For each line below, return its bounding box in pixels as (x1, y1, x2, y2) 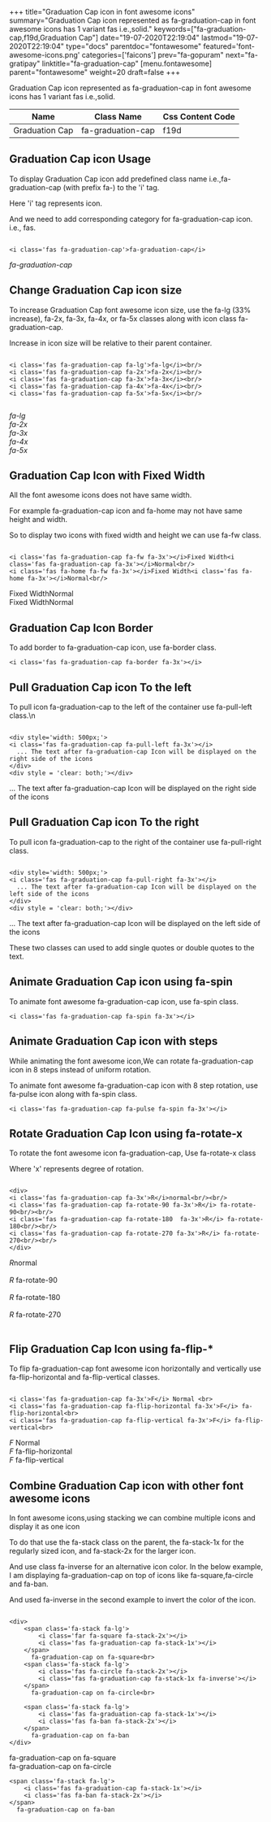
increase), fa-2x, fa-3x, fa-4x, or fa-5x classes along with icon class (9, 313, 237, 324)
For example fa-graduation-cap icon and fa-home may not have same (9, 506, 243, 515)
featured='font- (203, 41, 255, 51)
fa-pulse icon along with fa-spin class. (9, 1089, 137, 1098)
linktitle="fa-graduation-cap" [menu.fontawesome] (41, 59, 213, 68)
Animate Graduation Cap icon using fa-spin (9, 975, 234, 989)
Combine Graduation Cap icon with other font (9, 1479, 244, 1493)
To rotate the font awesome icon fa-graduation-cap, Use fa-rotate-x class (9, 1148, 256, 1158)
